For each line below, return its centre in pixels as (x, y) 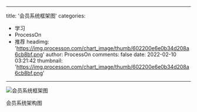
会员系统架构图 (24, 103)
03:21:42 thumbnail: (39, 61)
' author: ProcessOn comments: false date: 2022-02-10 (110, 54)
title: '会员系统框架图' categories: (46, 16)
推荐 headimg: (32, 42)
